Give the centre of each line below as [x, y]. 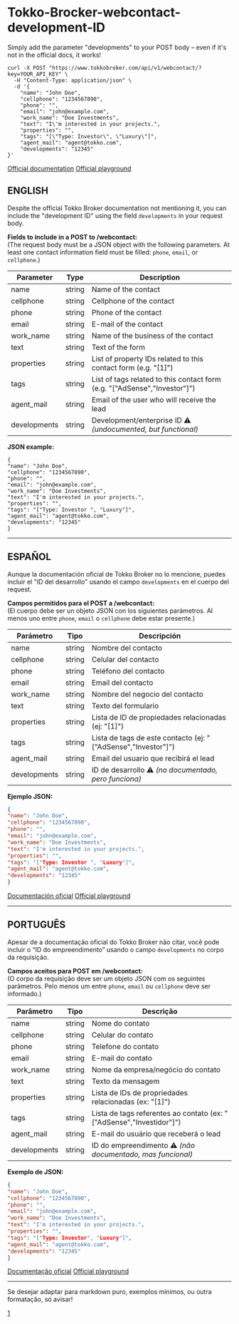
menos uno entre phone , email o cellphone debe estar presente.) [101, 618]
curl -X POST [27, 68]
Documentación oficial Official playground [69, 896]
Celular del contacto [125, 659]
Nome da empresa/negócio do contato [156, 1070]
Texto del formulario [125, 705]
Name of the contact [126, 289]
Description [160, 277]
